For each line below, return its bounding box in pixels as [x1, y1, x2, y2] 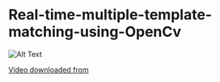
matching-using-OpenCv [8, 23, 182, 41]
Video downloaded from [8, 64, 89, 74]
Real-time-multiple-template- [8, 6, 213, 24]
